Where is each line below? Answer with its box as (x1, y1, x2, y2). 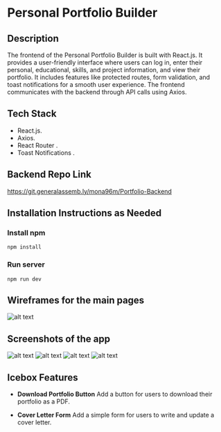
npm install (7, 244, 42, 251)
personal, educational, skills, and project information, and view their (7, 66, 201, 74)
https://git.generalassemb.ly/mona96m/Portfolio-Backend (7, 187, 172, 195)
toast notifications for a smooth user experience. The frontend (7, 81, 185, 88)
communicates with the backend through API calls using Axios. (7, 88, 187, 96)
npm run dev (7, 276, 42, 283)
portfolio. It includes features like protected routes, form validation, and (7, 73, 210, 81)
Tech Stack (7, 108, 57, 119)
